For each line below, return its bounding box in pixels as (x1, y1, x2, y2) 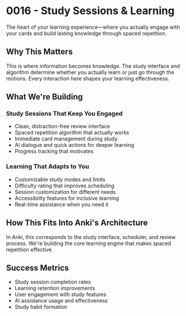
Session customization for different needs (14, 188, 116, 195)
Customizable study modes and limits (14, 176, 106, 183)
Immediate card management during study (14, 135, 118, 142)
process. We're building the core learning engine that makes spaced (6, 240, 171, 247)
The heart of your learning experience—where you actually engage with (6, 23, 180, 31)
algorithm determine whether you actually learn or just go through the (6, 69, 175, 76)
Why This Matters (6, 47, 73, 57)
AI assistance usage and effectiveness (14, 297, 108, 304)
